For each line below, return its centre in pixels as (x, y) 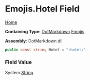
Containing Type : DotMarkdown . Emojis (45, 31)
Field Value (18, 62)
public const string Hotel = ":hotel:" (45, 50)
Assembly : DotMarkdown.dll (34, 41)
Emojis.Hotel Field (42, 9)
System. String (19, 73)
